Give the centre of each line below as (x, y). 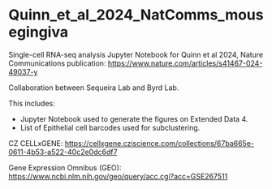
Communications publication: (57, 63)
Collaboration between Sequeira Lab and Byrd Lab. (94, 88)
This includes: (32, 103)
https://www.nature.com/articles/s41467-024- (185, 63)
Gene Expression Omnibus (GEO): (65, 167)
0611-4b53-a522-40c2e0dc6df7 (63, 152)
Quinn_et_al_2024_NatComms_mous (136, 15)
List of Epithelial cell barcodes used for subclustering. (110, 127)
